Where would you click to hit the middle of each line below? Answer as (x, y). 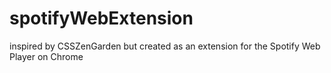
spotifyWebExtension (101, 18)
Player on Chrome (46, 56)
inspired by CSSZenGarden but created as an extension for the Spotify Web (165, 46)
